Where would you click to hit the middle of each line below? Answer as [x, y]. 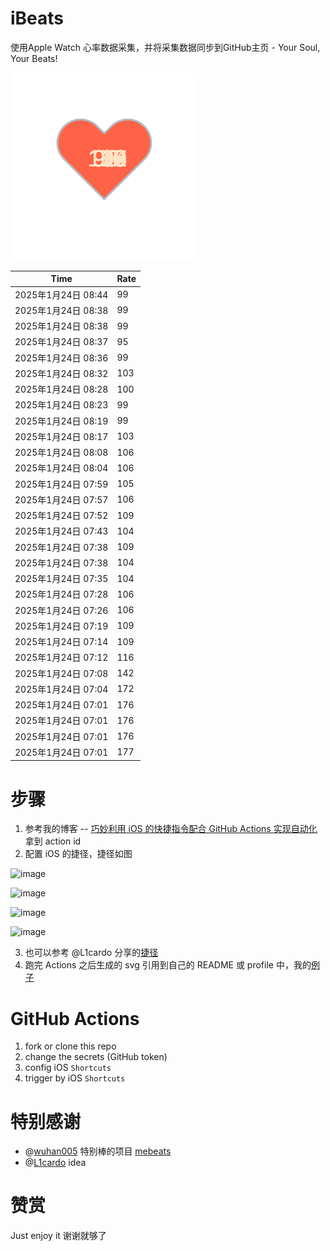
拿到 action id [53, 841]
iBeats [37, 18]
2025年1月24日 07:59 [61, 484]
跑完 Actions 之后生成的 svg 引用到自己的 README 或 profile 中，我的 [168, 965]
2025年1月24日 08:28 [61, 389]
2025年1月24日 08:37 [61, 342]
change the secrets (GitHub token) [96, 1057]
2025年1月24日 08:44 [61, 294]
